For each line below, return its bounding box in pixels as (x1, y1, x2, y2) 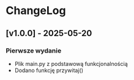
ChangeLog (6, 4, 66, 18)
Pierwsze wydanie (6, 46, 62, 55)
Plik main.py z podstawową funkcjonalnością (14, 60, 128, 67)
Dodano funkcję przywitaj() (14, 67, 84, 74)
